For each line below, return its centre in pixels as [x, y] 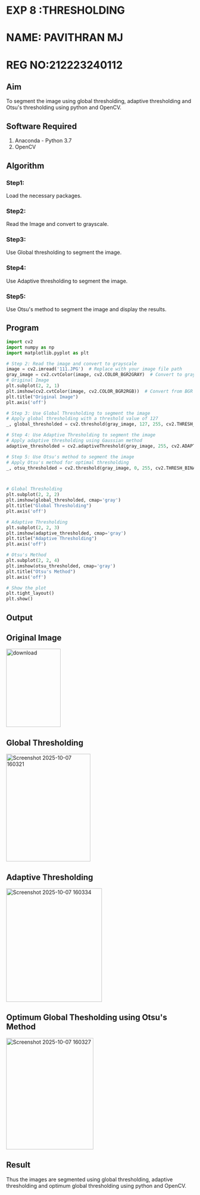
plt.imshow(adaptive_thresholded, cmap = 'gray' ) [66, 533]
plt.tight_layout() [30, 594]
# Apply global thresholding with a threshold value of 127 [82, 419]
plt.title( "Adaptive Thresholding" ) [51, 539]
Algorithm [25, 165]
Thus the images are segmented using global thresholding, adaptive [90, 1179]
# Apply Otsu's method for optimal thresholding [68, 463]
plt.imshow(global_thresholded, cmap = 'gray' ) [63, 500]
